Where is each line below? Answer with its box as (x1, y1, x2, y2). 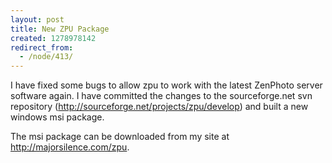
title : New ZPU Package (10, 24, 110, 34)
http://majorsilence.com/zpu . (10, 141, 130, 153)
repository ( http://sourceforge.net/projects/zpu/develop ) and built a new (10, 101, 309, 113)
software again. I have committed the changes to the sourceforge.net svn (10, 90, 313, 102)
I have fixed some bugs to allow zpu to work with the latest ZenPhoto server (10, 79, 323, 91)
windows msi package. (10, 111, 105, 123)
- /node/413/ (19, 52, 74, 62)
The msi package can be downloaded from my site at (10, 131, 230, 143)
